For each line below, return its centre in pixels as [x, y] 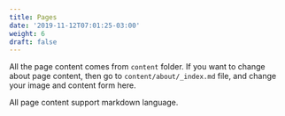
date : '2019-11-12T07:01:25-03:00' [75, 25]
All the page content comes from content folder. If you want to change [137, 67]
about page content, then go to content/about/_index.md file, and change [143, 76]
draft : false [33, 42]
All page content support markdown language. [94, 103]
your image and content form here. [73, 85]
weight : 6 [27, 33]
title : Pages [33, 17]
